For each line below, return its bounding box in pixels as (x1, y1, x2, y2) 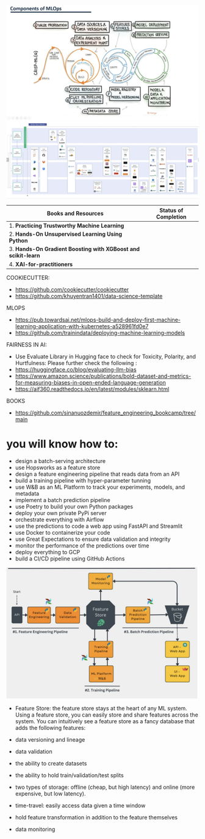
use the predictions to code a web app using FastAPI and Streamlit (15, 522, 183, 530)
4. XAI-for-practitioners (9, 260, 73, 268)
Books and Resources (46, 210, 104, 217)
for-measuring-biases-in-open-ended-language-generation (15, 379, 167, 386)
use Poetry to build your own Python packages (15, 503, 133, 510)
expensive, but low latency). (15, 789, 86, 797)
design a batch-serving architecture (15, 457, 106, 464)
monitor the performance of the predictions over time (15, 541, 149, 549)
